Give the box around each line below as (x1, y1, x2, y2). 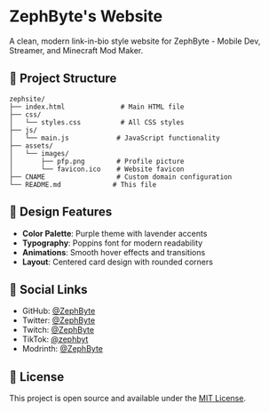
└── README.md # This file (9, 180, 157, 189)
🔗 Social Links (9, 282, 88, 297)
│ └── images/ (9, 149, 69, 158)
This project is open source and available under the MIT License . (9, 393, 247, 404)
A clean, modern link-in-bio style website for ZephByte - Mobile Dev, (9, 36, 261, 46)
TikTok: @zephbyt (21, 334, 89, 344)
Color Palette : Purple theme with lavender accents (21, 228, 208, 238)
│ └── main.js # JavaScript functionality (9, 133, 220, 142)
